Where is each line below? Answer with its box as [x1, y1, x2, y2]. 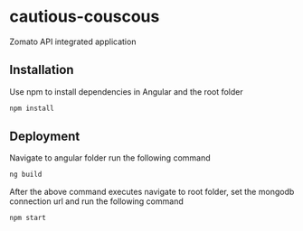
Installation [9, 62, 74, 78]
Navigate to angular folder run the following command [9, 152, 211, 163]
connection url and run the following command [9, 196, 184, 207]
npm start [9, 214, 47, 223]
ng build [9, 170, 43, 180]
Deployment [9, 129, 80, 144]
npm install [9, 104, 54, 113]
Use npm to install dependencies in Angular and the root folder [9, 86, 243, 97]
